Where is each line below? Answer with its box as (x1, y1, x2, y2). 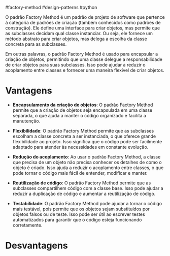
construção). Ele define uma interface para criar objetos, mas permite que (5, 25, 160, 31)
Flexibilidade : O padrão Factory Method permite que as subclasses (12, 127, 154, 134)
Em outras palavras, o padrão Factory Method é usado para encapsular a (5, 51, 158, 57)
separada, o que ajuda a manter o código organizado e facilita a (12, 112, 146, 118)
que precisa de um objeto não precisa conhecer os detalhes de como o (12, 159, 162, 165)
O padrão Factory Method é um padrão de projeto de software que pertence (5, 14, 165, 20)
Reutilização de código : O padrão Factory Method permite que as (12, 180, 151, 186)
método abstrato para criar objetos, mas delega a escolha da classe (5, 36, 147, 42)
